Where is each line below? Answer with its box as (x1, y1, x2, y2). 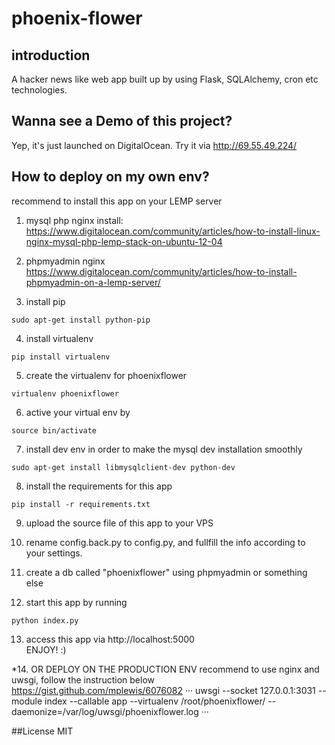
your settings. (25, 547, 83, 559)
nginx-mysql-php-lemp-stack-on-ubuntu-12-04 (25, 235, 223, 247)
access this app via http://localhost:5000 (25, 633, 195, 645)
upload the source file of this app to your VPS (25, 517, 214, 529)
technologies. (11, 84, 68, 96)
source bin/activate (11, 425, 98, 436)
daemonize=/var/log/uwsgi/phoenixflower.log (11, 705, 199, 717)
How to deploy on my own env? (11, 168, 210, 186)
